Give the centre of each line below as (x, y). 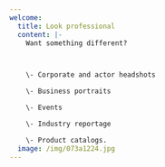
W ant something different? (77, 43)
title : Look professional (67, 26)
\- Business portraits (68, 91)
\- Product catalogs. (66, 140)
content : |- (40, 34)
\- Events (44, 108)
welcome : (26, 18)
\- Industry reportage (68, 124)
